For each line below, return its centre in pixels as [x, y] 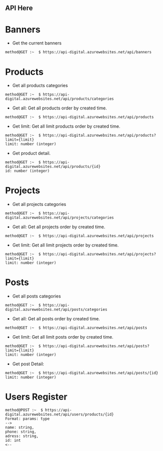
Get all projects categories [39, 204]
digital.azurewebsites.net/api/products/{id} [53, 167]
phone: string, [21, 432]
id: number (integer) [27, 171]
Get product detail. [31, 153]
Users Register [36, 397]
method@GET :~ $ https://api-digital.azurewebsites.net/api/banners [79, 52]
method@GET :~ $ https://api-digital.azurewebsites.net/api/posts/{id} [82, 373]
